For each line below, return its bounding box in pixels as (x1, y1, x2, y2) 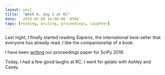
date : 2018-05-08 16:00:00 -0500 (5, 16, 79, 21)
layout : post (5, 7, 32, 12)
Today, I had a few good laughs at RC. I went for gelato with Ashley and (5, 59, 151, 65)
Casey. (5, 64, 19, 70)
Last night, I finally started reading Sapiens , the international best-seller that (5, 35, 161, 40)
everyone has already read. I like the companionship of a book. (5, 40, 134, 46)
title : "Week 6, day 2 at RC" (5, 12, 70, 17)
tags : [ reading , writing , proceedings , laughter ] (5, 21, 110, 26)
